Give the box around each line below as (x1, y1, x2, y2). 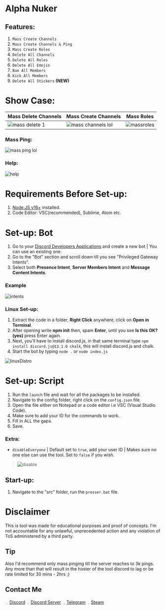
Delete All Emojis (12, 63, 50, 68)
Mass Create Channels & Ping (12, 42, 72, 47)
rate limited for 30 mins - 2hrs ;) (5, 571, 70, 577)
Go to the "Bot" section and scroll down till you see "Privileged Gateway (12, 254, 159, 260)
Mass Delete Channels (7, 113, 62, 120)
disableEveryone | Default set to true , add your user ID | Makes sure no (12, 447, 157, 453)
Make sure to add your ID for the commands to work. (12, 412, 120, 418)
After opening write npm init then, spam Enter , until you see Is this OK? (12, 327, 158, 333)
